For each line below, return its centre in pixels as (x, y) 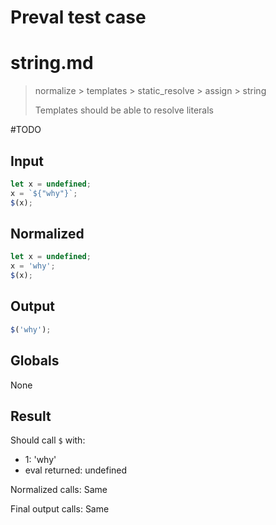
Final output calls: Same (60, 509)
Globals (35, 361)
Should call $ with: (48, 440)
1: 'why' (40, 460)
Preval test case (78, 17)
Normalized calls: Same (59, 490)
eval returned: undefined (76, 470)
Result (31, 416)
